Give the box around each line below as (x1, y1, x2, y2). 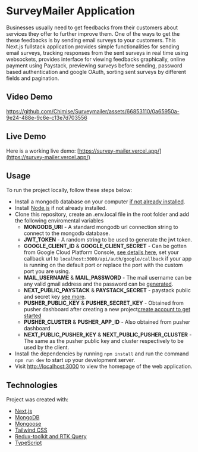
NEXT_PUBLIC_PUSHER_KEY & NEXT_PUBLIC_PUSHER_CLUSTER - (23, 331, 192, 338)
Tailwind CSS (14, 426, 48, 434)
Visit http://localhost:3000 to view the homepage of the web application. (14, 363, 193, 370)
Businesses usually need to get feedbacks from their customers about (6, 24, 178, 31)
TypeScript (14, 439, 42, 447)
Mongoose (14, 420, 42, 428)
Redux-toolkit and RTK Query (14, 433, 87, 440)
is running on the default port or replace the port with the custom (23, 261, 183, 269)
